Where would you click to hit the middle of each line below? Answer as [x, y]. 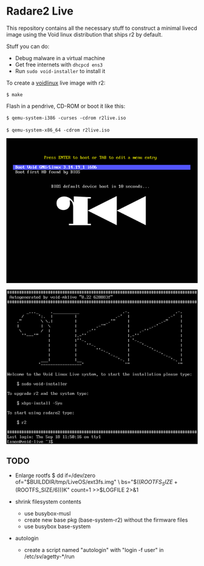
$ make [15, 95]
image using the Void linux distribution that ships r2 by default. [84, 34]
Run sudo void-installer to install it [60, 71]
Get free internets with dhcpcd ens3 [59, 65]
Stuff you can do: [28, 46]
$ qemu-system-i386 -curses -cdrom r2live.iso [66, 118]
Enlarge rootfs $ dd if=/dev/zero [55, 475]
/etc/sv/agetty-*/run [49, 557]
